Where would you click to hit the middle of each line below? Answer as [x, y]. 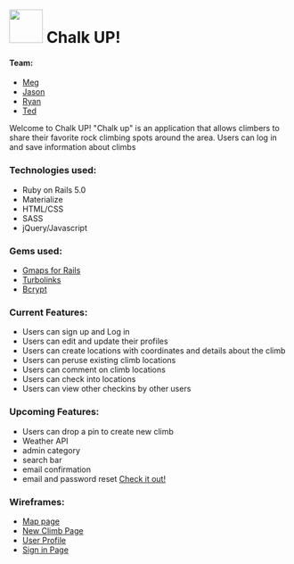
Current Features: [49, 312]
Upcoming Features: [54, 412]
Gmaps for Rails [51, 270]
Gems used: [36, 251]
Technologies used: [53, 170]
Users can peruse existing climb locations [99, 361]
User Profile [44, 540]
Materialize [43, 199]
